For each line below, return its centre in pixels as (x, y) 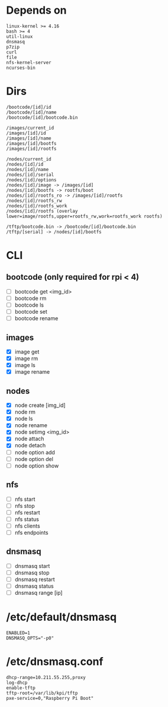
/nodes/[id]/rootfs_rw (34, 201)
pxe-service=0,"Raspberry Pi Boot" (50, 698)
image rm (26, 359)
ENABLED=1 (18, 633)
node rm (25, 412)
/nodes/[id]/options (32, 180)
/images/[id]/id (26, 133)
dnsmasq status (34, 586)
